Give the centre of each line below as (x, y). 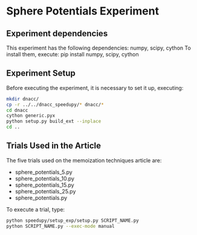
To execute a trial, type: (36, 209)
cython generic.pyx (31, 116)
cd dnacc (17, 110)
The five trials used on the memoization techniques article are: (84, 160)
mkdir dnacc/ (23, 99)
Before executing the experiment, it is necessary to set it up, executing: (95, 88)
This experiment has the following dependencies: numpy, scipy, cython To (99, 48)
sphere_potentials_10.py (44, 178)
